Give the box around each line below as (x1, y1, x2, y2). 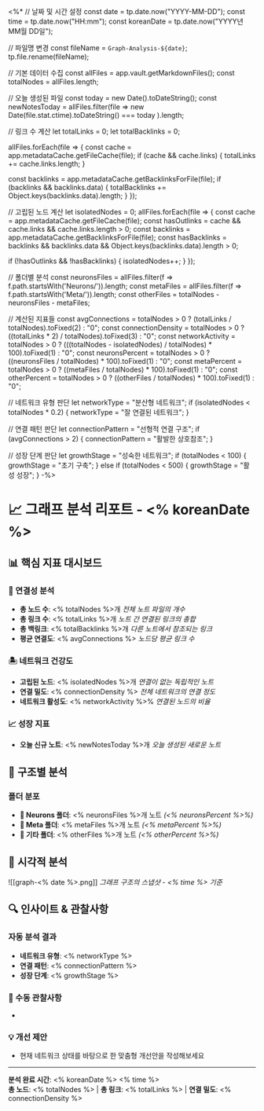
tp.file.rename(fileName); (8, 52, 90, 61)
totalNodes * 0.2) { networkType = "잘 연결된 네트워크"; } (8, 408, 189, 416)
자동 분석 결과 (8, 932, 57, 943)
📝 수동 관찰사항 (8, 992, 62, 1003)
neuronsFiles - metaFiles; (8, 298, 90, 307)
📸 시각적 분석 (8, 855, 68, 868)
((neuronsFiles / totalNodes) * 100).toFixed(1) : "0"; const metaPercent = (8, 357, 243, 365)
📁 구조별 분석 (8, 765, 68, 779)
